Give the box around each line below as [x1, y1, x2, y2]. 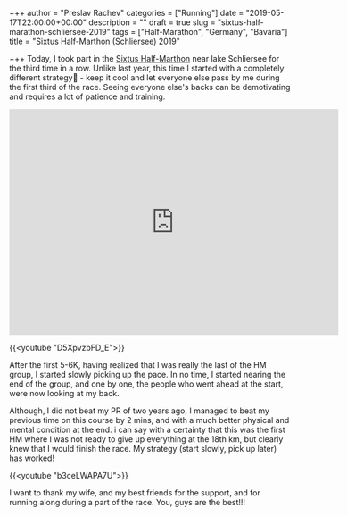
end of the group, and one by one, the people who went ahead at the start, [9, 379, 284, 389]
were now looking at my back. [9, 388, 120, 398]
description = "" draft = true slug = [88, 17, 216, 28]
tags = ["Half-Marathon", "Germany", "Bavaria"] [112, 27, 288, 37]
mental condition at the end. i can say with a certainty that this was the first [9, 424, 285, 435]
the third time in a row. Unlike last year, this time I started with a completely [9, 62, 285, 73]
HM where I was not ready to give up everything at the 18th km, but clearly [9, 434, 284, 445]
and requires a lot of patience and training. [9, 91, 166, 102]
